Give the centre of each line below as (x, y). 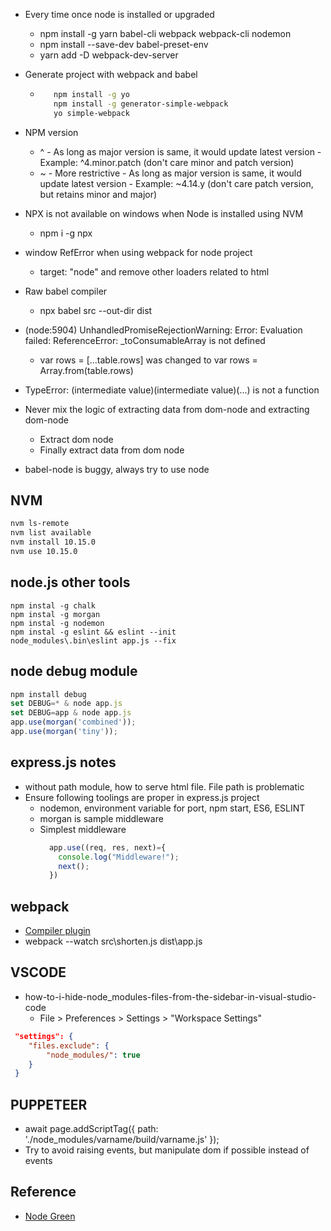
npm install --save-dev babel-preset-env (124, 44)
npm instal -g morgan (55, 614)
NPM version (51, 132)
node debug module (74, 671)
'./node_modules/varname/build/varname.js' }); (122, 1140)
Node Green (50, 1216)
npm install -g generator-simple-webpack (141, 104)
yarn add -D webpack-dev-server (109, 55)
